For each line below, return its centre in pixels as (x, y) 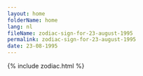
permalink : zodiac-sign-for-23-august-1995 (72, 40)
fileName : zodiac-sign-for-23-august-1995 (70, 33)
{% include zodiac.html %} (46, 66)
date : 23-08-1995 (33, 46)
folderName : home (33, 20)
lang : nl (20, 26)
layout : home (26, 14)
